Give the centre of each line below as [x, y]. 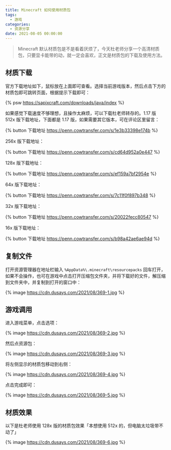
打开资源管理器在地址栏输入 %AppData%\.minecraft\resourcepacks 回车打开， [85, 269]
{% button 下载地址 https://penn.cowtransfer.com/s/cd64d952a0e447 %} [83, 152]
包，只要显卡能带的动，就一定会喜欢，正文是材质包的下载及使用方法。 [91, 55]
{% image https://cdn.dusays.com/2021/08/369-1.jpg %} [65, 292]
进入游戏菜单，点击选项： [32, 323]
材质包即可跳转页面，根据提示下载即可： [48, 92]
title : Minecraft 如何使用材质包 [38, 10]
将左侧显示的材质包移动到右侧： [39, 364]
